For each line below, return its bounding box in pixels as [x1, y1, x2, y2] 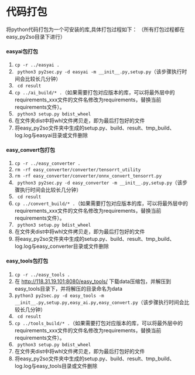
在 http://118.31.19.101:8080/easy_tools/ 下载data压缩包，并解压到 [14, 278, 172, 285]
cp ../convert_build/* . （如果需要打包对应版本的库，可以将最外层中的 [14, 200, 189, 207]
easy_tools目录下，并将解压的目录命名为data [14, 285, 123, 292]
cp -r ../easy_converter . [14, 161, 81, 167]
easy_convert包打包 [6, 146, 56, 153]
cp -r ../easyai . [14, 62, 60, 68]
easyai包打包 [6, 47, 38, 54]
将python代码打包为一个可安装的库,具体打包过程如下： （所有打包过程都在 [6, 26, 185, 33]
